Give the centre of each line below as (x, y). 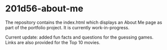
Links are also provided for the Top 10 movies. (53, 42)
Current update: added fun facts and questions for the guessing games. (79, 37)
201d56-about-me (44, 9)
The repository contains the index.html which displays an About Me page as (84, 22)
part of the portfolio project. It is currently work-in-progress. (67, 27)
